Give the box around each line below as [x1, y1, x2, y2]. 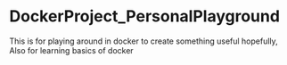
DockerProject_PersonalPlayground [9, 6, 281, 27]
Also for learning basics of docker [9, 45, 134, 55]
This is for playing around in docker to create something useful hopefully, [9, 36, 278, 46]
